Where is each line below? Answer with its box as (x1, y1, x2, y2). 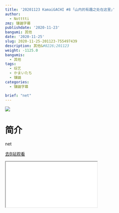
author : (5, 12, 21, 17)
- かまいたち (9, 71, 33, 76)
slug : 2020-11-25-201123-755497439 (5, 39, 78, 44)
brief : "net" (5, 93, 32, 98)
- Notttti (9, 16, 29, 21)
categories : (5, 79, 29, 84)
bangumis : (5, 52, 25, 58)
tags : (5, 61, 16, 66)
